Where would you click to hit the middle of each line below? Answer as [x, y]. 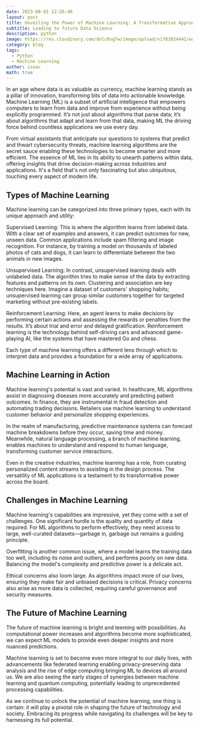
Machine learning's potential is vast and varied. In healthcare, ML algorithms [99, 389]
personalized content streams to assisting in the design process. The [90, 469]
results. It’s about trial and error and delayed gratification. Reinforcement [95, 326]
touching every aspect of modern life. [52, 176]
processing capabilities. [35, 689]
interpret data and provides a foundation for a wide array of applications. [95, 356]
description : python [32, 34]
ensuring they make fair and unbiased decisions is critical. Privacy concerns [99, 582]
